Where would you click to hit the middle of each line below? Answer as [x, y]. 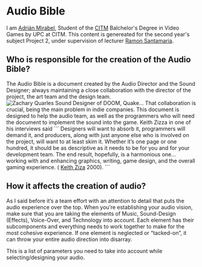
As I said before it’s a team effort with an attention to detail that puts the [95, 201]
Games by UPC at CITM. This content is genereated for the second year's [98, 34]
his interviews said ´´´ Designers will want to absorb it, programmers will [96, 129]
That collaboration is [171, 103]
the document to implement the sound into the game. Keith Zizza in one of [99, 122]
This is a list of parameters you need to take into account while [84, 251]
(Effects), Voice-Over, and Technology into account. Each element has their [100, 220]
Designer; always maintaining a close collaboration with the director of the [99, 90]
